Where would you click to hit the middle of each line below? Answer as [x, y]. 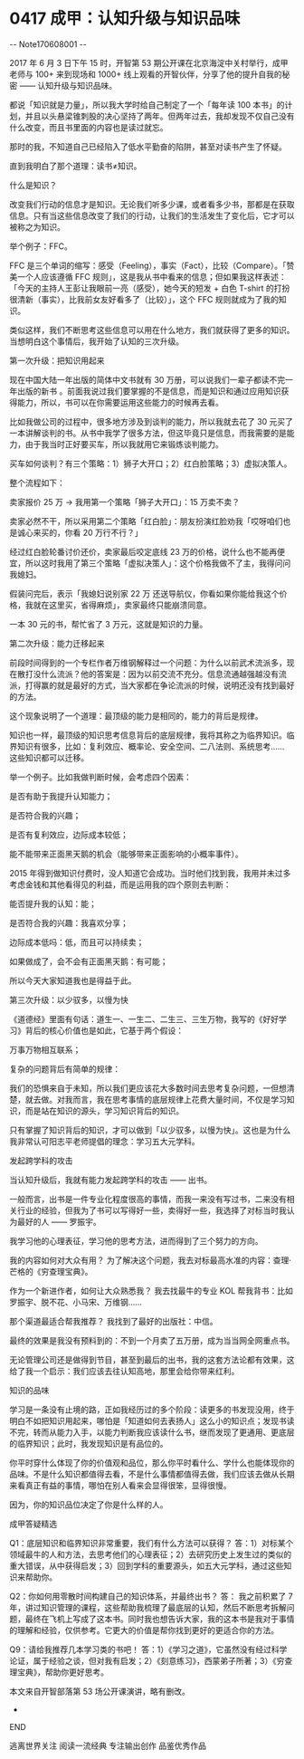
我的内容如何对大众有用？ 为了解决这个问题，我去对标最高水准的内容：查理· [150, 1260]
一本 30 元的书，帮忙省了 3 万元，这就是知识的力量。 [109, 624]
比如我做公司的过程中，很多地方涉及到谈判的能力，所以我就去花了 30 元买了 [152, 421]
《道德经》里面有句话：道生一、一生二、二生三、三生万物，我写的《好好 [144, 1018]
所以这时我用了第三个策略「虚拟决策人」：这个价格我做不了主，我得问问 [158, 563]
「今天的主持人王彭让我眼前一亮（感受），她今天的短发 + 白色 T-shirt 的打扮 [150, 288]
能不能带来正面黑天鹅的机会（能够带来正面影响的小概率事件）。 [126, 854]
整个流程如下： [37, 483]
